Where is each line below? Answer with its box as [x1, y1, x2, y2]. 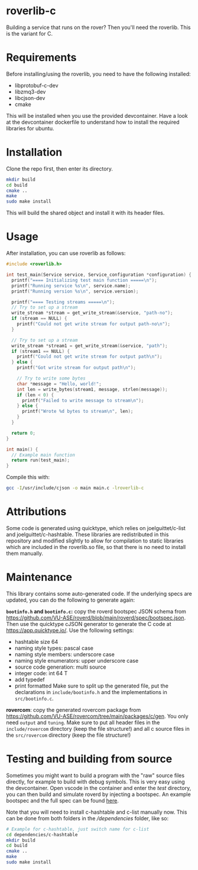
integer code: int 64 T [14, 669, 68, 676]
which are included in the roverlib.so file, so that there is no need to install [6, 543, 186, 550]
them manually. [6, 550, 43, 557]
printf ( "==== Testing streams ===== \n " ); [11, 299, 115, 305]
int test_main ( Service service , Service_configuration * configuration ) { [6, 272, 192, 278]
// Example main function [11, 452, 76, 458]
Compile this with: [6, 474, 50, 481]
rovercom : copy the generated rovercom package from [6, 706, 141, 713]
